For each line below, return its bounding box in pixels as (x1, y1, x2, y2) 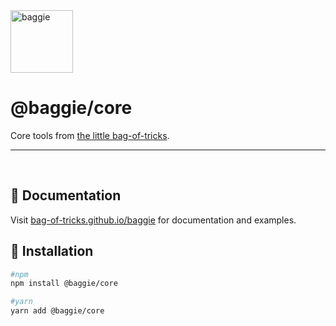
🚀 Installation (10, 243, 94, 260)
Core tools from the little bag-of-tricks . (10, 129, 170, 141)
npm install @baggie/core (10, 279, 118, 289)
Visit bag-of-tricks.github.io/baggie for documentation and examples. (10, 214, 297, 226)
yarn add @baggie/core (10, 306, 105, 316)
